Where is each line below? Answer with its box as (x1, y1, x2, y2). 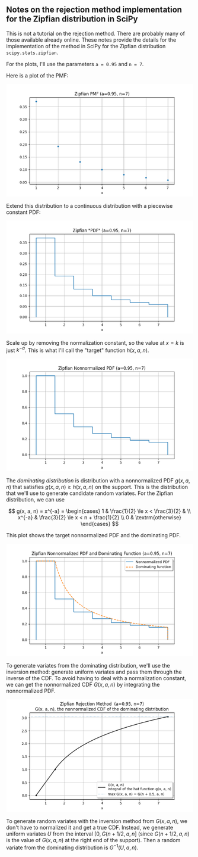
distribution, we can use (6, 495, 65, 503)
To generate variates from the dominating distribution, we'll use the (6, 662, 170, 669)
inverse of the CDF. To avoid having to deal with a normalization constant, (6, 675, 187, 682)
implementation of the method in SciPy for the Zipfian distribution (6, 42, 166, 49)
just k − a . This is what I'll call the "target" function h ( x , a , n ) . (6, 345, 149, 354)
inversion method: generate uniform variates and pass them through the (6, 668, 182, 675)
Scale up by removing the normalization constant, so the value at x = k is (6, 339, 184, 346)
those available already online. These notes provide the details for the (6, 36, 177, 43)
